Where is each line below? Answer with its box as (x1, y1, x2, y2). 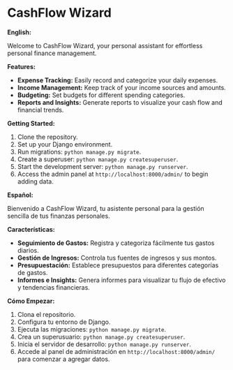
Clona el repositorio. (17, 310, 76, 318)
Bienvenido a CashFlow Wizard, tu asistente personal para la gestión (7, 204, 204, 212)
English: (7, 28, 31, 36)
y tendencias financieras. (17, 283, 91, 291)
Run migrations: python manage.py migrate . (17, 147, 142, 156)
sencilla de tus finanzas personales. (7, 212, 110, 220)
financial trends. (17, 105, 64, 114)
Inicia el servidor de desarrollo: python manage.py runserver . (17, 340, 192, 348)
